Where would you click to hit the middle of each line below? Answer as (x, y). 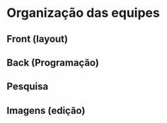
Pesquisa (28, 87)
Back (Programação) (53, 62)
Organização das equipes (83, 13)
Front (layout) (38, 39)
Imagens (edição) (46, 110)
